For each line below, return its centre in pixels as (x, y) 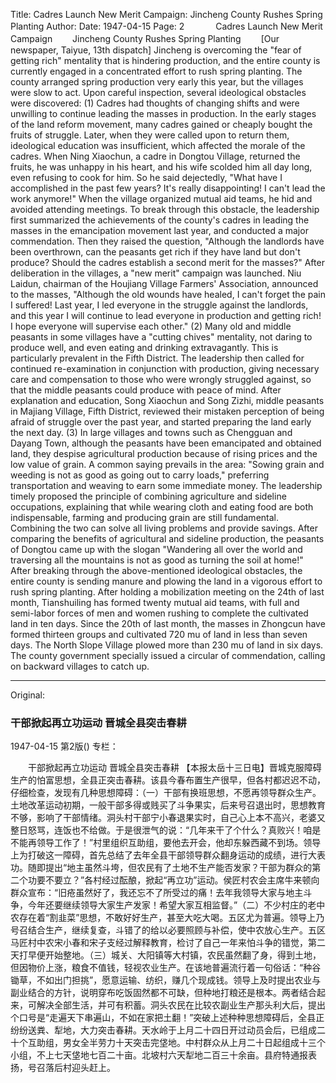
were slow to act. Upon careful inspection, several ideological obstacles (158, 92)
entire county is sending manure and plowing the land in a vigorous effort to (166, 581)
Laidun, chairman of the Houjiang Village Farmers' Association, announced (164, 283)
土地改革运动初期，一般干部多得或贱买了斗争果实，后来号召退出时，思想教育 (168, 805)
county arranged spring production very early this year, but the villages (157, 82)
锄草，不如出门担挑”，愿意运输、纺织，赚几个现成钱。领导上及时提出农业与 (166, 980)
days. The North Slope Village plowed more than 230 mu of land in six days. (167, 645)
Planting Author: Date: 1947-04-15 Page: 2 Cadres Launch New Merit (166, 26)
